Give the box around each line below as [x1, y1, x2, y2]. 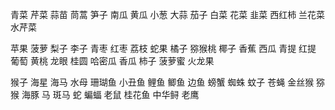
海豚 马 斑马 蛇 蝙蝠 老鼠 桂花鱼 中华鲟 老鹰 [21, 89, 200, 100]
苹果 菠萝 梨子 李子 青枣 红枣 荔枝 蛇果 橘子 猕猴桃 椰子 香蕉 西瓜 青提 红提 [10, 43, 317, 54]
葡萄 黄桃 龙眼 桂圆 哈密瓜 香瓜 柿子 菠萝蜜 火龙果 [10, 55, 215, 67]
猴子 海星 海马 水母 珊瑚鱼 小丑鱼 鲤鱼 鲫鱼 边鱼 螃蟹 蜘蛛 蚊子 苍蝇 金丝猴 [10, 76, 315, 88]
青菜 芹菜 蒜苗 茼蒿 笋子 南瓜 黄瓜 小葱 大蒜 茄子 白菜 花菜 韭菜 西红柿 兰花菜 [10, 9, 326, 20]
